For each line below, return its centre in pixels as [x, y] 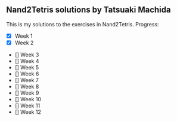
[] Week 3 [27, 55]
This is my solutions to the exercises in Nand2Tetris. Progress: [83, 24]
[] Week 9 [27, 93]
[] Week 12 [28, 112]
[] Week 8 [27, 86]
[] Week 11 [27, 105]
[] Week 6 [27, 74]
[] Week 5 [27, 67]
